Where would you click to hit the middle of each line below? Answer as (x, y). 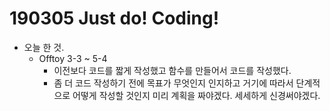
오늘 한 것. (44, 47)
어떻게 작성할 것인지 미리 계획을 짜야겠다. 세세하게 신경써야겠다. (196, 95)
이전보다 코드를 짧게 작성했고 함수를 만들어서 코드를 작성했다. (172, 70)
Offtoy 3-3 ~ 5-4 (73, 58)
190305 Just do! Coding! (114, 18)
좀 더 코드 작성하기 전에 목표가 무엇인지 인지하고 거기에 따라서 (173, 83)
